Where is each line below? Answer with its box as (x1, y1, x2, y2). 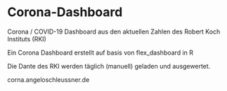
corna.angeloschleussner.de (7, 75, 90, 84)
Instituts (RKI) (7, 34, 47, 43)
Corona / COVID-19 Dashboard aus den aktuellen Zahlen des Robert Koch (7, 27, 221, 36)
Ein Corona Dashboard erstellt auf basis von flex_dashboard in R (7, 48, 194, 57)
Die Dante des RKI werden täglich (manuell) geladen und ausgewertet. (7, 62, 211, 70)
